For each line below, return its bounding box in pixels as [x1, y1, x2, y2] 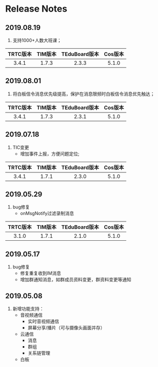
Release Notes [5, 3, 67, 15]
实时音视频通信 [27, 318, 59, 324]
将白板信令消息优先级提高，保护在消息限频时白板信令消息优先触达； [12, 91, 155, 97]
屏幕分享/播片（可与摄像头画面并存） [27, 325, 105, 331]
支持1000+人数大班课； [12, 38, 62, 43]
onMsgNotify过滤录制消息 [20, 210, 74, 216]
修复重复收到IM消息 [20, 270, 61, 276]
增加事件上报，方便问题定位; [20, 151, 80, 157]
